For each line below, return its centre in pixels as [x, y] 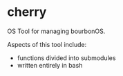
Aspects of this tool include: [47, 44]
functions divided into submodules [66, 58]
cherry [27, 12]
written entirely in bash [50, 65]
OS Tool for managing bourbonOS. [56, 31]
